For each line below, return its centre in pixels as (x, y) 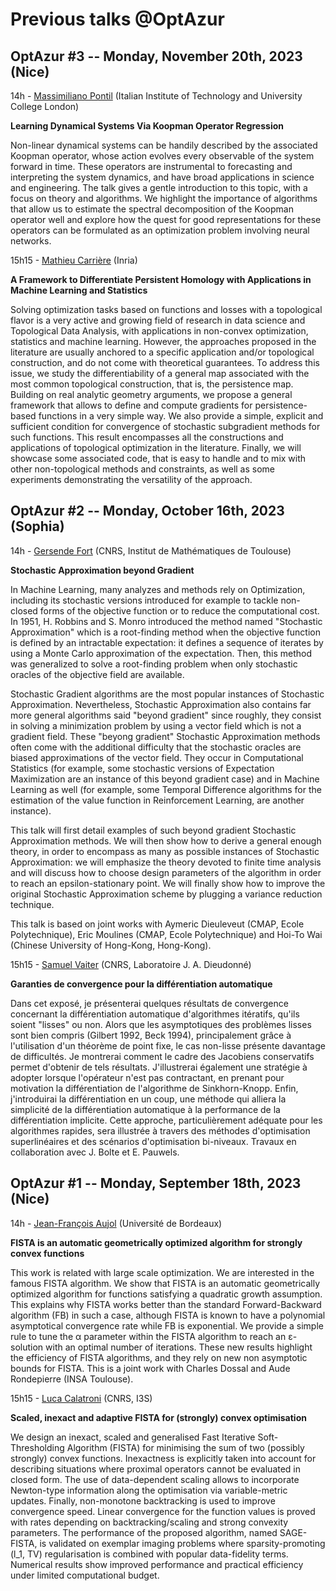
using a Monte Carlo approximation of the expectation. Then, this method (161, 653)
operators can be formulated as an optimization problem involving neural (160, 230)
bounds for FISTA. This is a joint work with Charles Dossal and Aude (150, 1368)
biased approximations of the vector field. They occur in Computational (157, 757)
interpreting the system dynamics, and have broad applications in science (162, 177)
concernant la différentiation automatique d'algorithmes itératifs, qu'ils (155, 1014)
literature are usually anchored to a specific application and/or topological (162, 352)
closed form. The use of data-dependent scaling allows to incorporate (155, 1479)
